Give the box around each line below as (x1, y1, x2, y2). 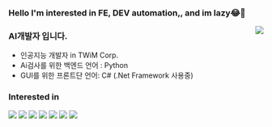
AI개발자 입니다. (8, 30, 68, 41)
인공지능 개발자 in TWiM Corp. (19, 50, 119, 60)
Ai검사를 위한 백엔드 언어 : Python (19, 61, 128, 70)
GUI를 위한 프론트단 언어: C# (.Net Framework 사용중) (19, 70, 194, 80)
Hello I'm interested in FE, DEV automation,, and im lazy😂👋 (8, 7, 246, 19)
